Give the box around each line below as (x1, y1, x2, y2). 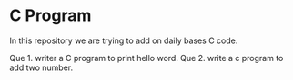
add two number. (9, 62, 74, 73)
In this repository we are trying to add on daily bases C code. (9, 35, 238, 46)
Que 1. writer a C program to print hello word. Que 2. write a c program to (9, 52, 284, 63)
